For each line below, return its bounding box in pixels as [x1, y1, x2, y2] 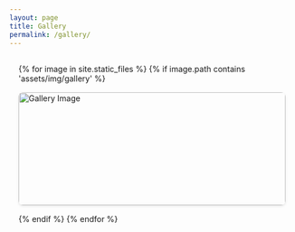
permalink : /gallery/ [9, 30, 91, 39]
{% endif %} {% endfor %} [18, 214, 119, 225]
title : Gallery [9, 22, 67, 31]
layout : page [9, 13, 59, 23]
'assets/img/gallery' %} [18, 73, 106, 84]
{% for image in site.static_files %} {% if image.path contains [18, 64, 246, 75]
